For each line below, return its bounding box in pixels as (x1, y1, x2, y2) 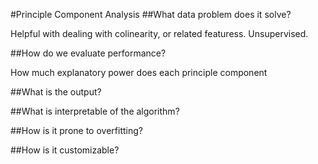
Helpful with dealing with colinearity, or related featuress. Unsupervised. (10, 28, 309, 39)
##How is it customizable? (10, 144, 120, 156)
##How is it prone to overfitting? (10, 125, 143, 136)
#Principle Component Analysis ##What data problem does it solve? (10, 9, 292, 20)
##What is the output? (10, 86, 102, 98)
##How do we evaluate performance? (10, 47, 167, 59)
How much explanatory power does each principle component (10, 67, 268, 78)
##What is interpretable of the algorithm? (10, 105, 180, 117)
